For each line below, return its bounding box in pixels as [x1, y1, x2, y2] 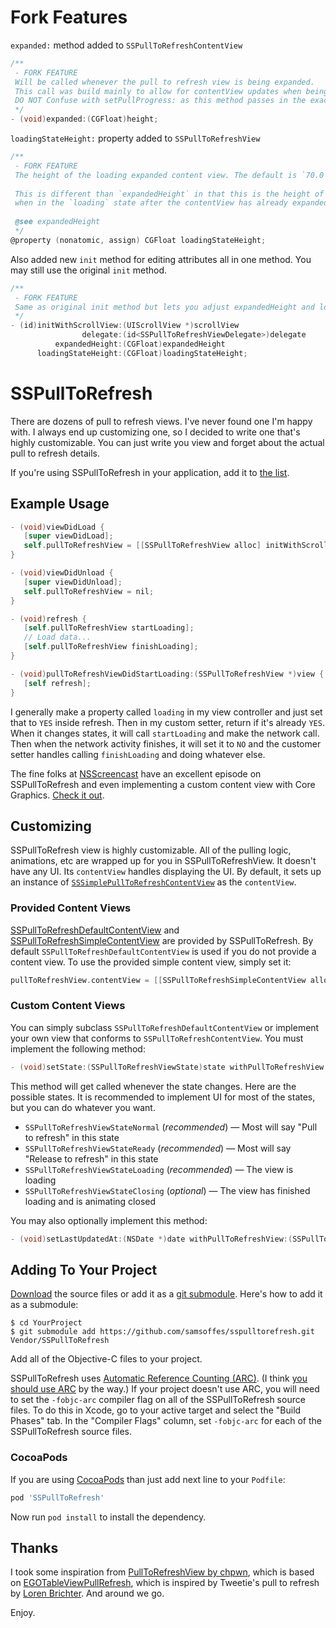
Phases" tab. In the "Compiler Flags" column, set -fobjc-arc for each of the [10, 1415, 323, 1427]
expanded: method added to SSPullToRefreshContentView [10, 39, 243, 51]
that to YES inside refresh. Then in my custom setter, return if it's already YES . [10, 716, 325, 728]
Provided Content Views [10, 901, 132, 915]
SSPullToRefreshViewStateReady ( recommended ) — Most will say [24, 1142, 292, 1154]
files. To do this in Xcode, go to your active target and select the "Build [10, 1404, 302, 1416]
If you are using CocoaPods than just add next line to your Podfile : [10, 1473, 286, 1485]
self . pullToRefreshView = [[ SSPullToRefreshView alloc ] [23, 541, 262, 551]
